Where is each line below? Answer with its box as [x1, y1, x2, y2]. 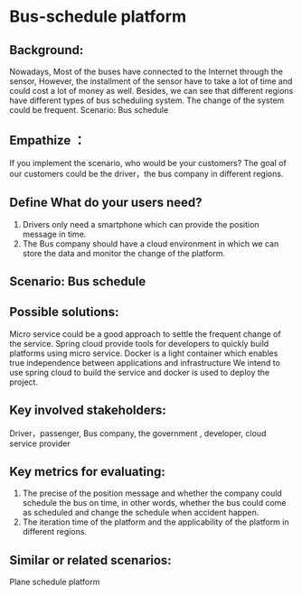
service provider [9, 438, 71, 449]
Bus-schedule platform [9, 6, 187, 27]
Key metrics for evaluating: [9, 464, 165, 480]
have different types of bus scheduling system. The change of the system [9, 95, 285, 106]
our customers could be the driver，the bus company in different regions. [9, 168, 284, 179]
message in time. [22, 228, 87, 239]
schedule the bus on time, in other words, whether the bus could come [22, 498, 287, 508]
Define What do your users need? [9, 195, 203, 210]
